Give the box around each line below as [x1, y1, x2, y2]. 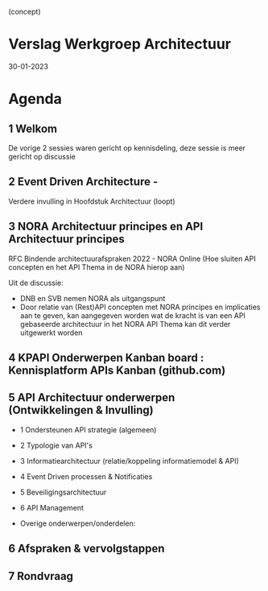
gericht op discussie [8, 151, 76, 161]
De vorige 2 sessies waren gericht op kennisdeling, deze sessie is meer [8, 143, 246, 152]
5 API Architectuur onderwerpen [8, 391, 175, 405]
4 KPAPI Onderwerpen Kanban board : [8, 350, 204, 365]
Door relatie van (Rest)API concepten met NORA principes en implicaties [19, 302, 261, 312]
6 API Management [19, 502, 85, 512]
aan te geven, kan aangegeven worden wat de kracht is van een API [19, 310, 245, 320]
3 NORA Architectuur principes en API [8, 220, 204, 234]
